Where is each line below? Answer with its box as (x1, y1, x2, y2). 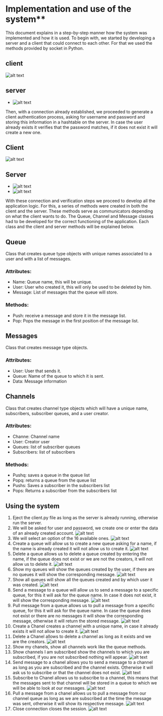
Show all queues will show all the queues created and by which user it (12, 576, 153, 582)
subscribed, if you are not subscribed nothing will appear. (12, 654, 128, 660)
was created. (12, 582, 39, 588)
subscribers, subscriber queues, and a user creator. (5, 410, 109, 416)
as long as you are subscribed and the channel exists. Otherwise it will (12, 664, 153, 670)
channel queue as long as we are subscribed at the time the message (12, 695, 152, 701)
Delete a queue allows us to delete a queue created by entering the (12, 551, 147, 557)
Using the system (5, 502, 60, 510)
